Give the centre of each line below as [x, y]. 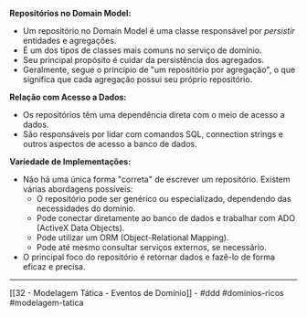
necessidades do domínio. [86, 208]
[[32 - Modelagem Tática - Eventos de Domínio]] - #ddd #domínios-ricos [147, 293]
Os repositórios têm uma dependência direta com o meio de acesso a [153, 115]
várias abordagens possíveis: [78, 189]
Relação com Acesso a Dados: [68, 97]
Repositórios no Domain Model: [70, 13]
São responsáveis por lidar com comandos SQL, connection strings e [153, 134]
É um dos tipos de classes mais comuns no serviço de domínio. [142, 50]
